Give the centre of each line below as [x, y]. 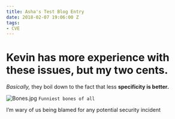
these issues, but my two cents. [87, 71]
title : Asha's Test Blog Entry [45, 12]
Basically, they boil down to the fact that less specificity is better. [88, 87]
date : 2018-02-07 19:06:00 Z [43, 17]
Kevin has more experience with [88, 58]
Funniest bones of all [67, 99]
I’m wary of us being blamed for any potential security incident [83, 110]
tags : [13, 23]
